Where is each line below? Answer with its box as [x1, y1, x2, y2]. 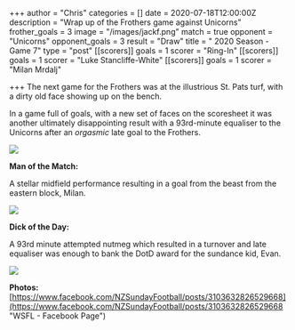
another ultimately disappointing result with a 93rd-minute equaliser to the [9, 117, 282, 128]
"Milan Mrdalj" [9, 64, 62, 75]
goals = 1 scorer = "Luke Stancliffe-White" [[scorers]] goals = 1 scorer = [9, 55, 273, 65]
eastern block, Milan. [9, 188, 86, 198]
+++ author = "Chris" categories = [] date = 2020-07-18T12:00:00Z [9, 8, 257, 18]
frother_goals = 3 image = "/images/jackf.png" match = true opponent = [9, 27, 274, 36]
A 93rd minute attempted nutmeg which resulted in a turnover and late [9, 239, 267, 249]
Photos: [9, 282, 39, 293]
